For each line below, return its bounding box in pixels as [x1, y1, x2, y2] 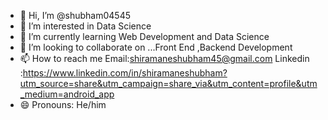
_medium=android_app [19, 88, 115, 100]
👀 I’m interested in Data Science [19, 20, 152, 32]
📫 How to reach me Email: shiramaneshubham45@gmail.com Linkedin [19, 53, 310, 64]
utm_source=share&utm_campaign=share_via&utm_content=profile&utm [19, 78, 318, 89]
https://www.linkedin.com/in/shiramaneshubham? [22, 67, 228, 79]
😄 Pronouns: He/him [19, 99, 107, 110]
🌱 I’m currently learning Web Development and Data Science [19, 31, 270, 42]
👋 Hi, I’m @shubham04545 [19, 10, 131, 21]
